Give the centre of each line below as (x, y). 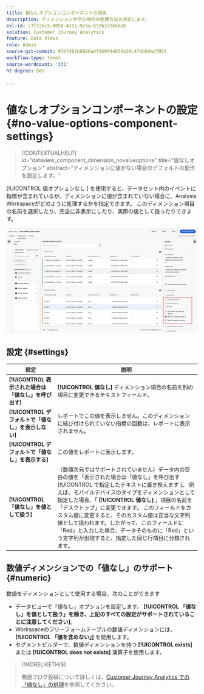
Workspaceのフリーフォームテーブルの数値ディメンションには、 (95, 629)
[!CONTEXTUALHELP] (49, 153)
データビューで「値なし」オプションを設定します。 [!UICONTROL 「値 (103, 606)
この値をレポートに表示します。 (97, 452)
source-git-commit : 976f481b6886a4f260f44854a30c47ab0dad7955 (87, 52)
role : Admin (21, 45)
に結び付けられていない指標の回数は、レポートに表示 (124, 423)
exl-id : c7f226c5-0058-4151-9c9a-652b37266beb (66, 26)
